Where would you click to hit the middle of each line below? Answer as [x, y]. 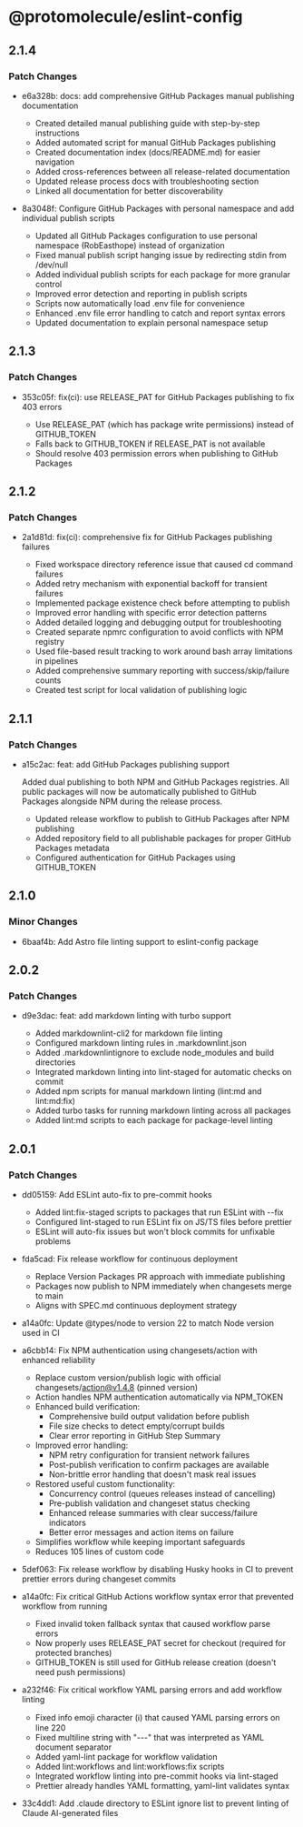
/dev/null [52, 265]
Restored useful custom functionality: [105, 1484]
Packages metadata [72, 848]
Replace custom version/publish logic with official [128, 1378]
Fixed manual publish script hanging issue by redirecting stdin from [161, 255]
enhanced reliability [59, 1360]
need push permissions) [80, 1672]
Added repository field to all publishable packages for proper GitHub [163, 838]
